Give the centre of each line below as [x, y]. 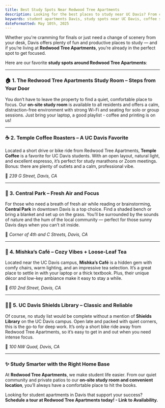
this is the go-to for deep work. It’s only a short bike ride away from [73, 327]
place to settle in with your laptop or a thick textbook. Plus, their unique [77, 273]
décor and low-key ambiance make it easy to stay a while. [64, 278]
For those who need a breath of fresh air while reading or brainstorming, [78, 204]
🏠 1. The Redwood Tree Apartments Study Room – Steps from [81, 80]
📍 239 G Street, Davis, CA [31, 176]
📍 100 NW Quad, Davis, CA [32, 346]
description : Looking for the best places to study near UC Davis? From [81, 14]
